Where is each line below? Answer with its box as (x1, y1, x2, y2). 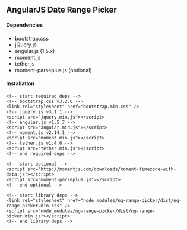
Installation (6, 80, 34, 87)
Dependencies (6, 21, 43, 29)
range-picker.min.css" (6, 203, 62, 209)
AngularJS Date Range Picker (6, 5, 117, 15)
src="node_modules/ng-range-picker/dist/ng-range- (27, 208, 156, 214)
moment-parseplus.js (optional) (14, 66, 92, 73)
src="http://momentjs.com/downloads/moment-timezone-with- (27, 166, 177, 172)
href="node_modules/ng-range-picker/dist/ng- (67, 197, 182, 203)
